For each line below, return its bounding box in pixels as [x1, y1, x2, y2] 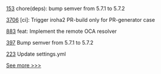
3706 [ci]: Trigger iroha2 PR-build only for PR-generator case [6, 16, 155, 23]
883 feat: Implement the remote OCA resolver [6, 28, 117, 35]
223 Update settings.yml [6, 51, 66, 58]
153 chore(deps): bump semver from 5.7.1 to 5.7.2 [6, 5, 125, 12]
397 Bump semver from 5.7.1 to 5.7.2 [6, 39, 94, 46]
